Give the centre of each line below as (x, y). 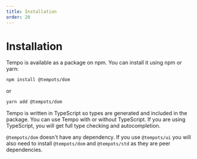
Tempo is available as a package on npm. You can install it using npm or (94, 63)
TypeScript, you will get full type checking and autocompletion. (83, 126)
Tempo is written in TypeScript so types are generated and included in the (97, 113)
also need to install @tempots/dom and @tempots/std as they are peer (88, 144)
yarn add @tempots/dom (34, 102)
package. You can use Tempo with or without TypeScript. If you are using (96, 119)
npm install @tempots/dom (38, 80)
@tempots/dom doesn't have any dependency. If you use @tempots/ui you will (99, 137)
